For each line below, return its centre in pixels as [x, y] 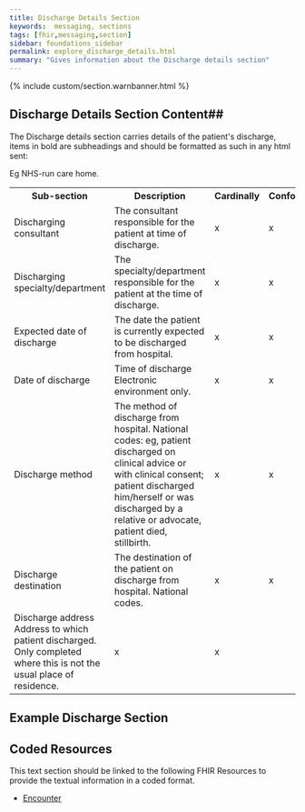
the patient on [144, 568]
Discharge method [54, 474]
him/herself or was [154, 496]
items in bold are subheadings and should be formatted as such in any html [150, 145]
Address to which [51, 628]
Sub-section [59, 195]
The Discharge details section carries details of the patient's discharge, [143, 136]
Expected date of [51, 331]
